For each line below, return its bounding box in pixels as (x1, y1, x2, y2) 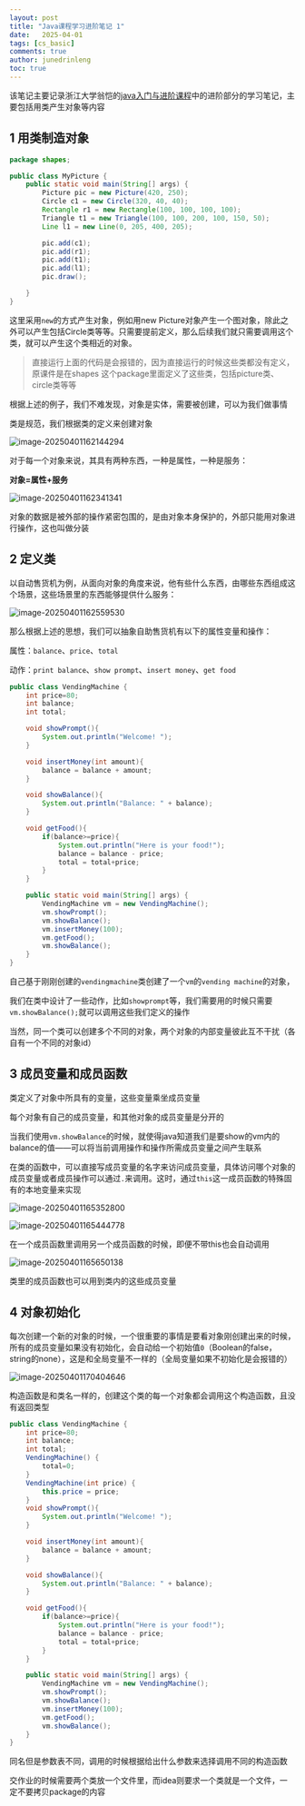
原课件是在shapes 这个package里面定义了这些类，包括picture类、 (31, 368, 280, 379)
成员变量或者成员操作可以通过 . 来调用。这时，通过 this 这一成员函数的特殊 (9, 1172, 284, 1183)
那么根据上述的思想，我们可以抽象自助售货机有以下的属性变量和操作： (9, 626, 272, 637)
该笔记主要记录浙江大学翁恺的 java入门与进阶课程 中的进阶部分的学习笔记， (9, 90, 288, 101)
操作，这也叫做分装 (16, 522, 89, 533)
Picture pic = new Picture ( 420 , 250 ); (42, 188, 189, 198)
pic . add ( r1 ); (42, 247, 92, 256)
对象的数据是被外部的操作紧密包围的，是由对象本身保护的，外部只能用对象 (9, 510, 288, 522)
